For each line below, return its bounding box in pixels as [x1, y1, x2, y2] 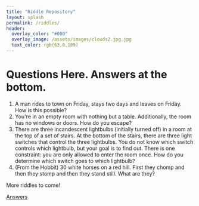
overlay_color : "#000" [11, 31, 68, 37]
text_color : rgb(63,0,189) [11, 42, 79, 48]
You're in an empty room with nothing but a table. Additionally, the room [14, 113, 192, 120]
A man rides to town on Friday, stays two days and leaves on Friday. [14, 100, 182, 107]
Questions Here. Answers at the [6, 68, 167, 81]
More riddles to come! [6, 182, 61, 189]
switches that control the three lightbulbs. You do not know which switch [14, 138, 194, 145]
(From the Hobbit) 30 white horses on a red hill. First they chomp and [14, 164, 185, 171]
